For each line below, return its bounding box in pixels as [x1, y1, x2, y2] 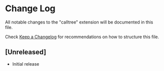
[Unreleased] [5, 48, 47, 56]
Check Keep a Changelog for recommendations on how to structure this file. [5, 34, 160, 40]
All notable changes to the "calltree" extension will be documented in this [5, 19, 153, 25]
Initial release [12, 61, 39, 67]
